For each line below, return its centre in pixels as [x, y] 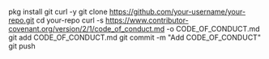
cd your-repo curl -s [70, 20]
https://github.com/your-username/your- [177, 12]
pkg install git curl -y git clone [58, 12]
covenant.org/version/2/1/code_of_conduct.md [87, 29]
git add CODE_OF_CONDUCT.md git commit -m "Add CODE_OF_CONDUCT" [135, 37]
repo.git [21, 20]
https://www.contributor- [147, 20]
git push [22, 46]
